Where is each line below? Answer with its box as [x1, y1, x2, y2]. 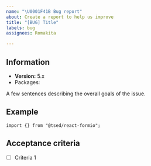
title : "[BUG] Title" [6, 19, 59, 25]
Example [6, 107, 39, 117]
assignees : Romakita [6, 30, 57, 36]
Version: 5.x [14, 72, 45, 79]
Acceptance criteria [6, 139, 80, 148]
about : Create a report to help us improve [6, 14, 114, 20]
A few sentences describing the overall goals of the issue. [6, 90, 146, 97]
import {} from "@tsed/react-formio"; [6, 122, 101, 129]
